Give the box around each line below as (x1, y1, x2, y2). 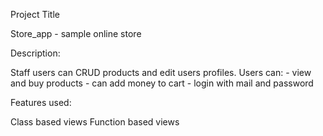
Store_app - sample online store (10, 28, 142, 39)
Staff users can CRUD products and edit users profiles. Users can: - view (10, 67, 312, 78)
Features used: (10, 97, 72, 108)
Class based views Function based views (10, 116, 180, 128)
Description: (10, 47, 61, 59)
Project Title (10, 9, 61, 20)
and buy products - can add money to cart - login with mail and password (10, 77, 314, 89)
